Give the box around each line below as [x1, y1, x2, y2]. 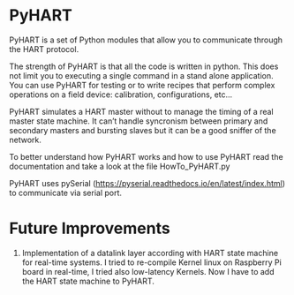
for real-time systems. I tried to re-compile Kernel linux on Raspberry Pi [21, 257, 283, 268]
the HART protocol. [9, 43, 79, 54]
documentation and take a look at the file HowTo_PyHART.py [9, 161, 230, 171]
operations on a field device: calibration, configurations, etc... [9, 89, 233, 100]
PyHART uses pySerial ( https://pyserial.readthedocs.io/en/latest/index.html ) [9, 178, 285, 188]
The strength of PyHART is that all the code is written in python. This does [9, 61, 279, 72]
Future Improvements [9, 218, 170, 238]
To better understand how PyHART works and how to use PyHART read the [9, 151, 284, 162]
